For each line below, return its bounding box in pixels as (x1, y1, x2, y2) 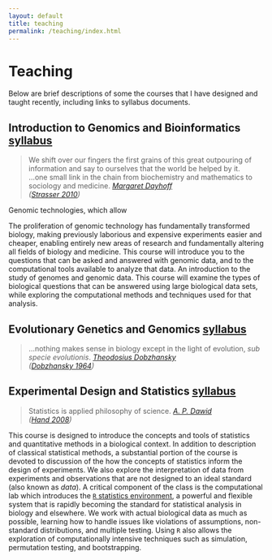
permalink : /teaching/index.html (8, 27, 122, 35)
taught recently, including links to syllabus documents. (8, 97, 191, 107)
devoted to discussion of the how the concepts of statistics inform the (8, 456, 243, 466)
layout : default (8, 11, 63, 20)
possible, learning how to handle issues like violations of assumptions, (8, 516, 244, 526)
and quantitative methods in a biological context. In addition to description (8, 439, 257, 449)
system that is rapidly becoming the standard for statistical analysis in (8, 499, 242, 509)
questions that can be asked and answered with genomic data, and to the (8, 256, 254, 265)
